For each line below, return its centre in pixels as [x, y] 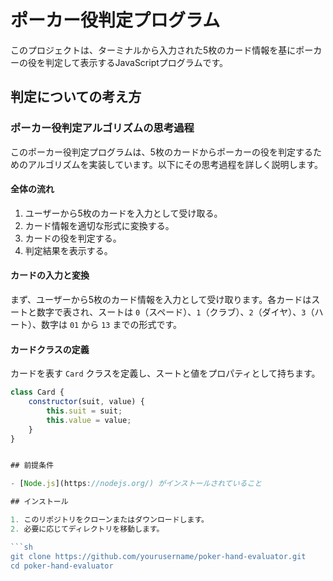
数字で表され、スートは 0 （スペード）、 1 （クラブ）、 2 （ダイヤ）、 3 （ [175, 312]
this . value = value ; [89, 420]
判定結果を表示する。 [68, 250]
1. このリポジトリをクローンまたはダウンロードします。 [109, 520]
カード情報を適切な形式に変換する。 [99, 225]
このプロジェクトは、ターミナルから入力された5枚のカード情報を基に [153, 50]
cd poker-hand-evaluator [62, 566]
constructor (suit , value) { [86, 402]
